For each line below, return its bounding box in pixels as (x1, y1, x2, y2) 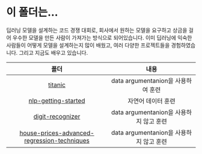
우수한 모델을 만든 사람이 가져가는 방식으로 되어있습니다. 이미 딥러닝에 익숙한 (12, 34, 192, 41)
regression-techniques (23, 136, 90, 144)
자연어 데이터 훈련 (127, 97, 176, 105)
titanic (47, 81, 66, 89)
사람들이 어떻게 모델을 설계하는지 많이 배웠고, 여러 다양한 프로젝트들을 (6, 42, 170, 49)
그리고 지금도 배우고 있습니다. (19, 49, 88, 56)
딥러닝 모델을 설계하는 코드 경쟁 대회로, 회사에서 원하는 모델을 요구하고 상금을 (6, 26, 188, 34)
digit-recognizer (33, 112, 81, 120)
